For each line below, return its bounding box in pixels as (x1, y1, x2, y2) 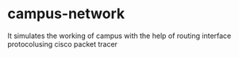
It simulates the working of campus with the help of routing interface (7, 31, 232, 40)
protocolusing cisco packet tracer (7, 39, 118, 48)
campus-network (7, 5, 125, 23)
